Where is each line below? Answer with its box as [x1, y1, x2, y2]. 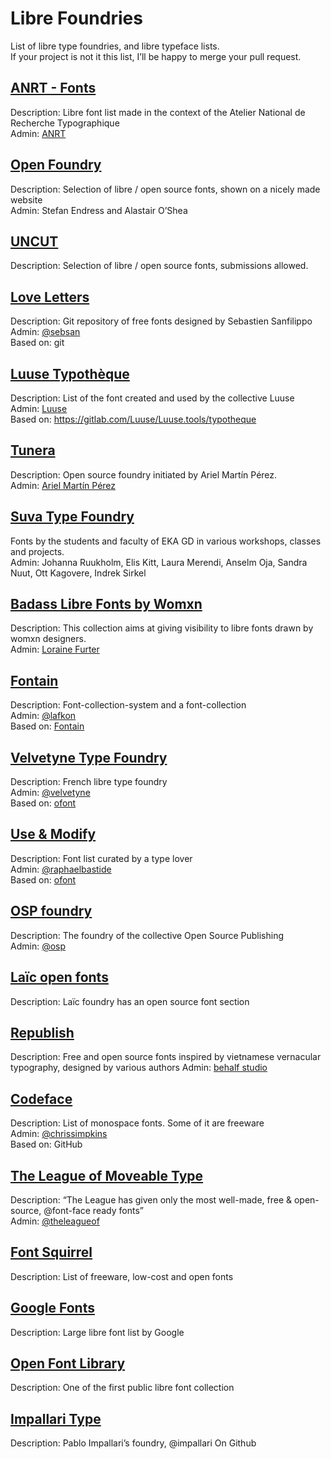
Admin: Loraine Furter [10, 643, 100, 656]
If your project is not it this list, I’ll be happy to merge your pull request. [10, 50, 302, 62]
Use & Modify [10, 826, 97, 843]
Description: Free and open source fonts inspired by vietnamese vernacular [10, 1051, 322, 1063]
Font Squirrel [10, 1244, 93, 1261]
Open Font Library [10, 1355, 126, 1372]
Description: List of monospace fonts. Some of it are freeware [10, 1117, 265, 1129]
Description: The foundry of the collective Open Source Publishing [10, 929, 285, 941]
